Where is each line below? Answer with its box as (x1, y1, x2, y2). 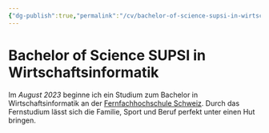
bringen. (8, 115, 36, 125)
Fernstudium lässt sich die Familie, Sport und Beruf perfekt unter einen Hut (8, 107, 255, 116)
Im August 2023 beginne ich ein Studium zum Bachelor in (8, 90, 199, 99)
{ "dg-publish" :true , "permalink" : (8, 11, 120, 20)
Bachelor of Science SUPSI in (8, 46, 207, 64)
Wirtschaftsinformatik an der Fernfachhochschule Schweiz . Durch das (8, 98, 240, 108)
